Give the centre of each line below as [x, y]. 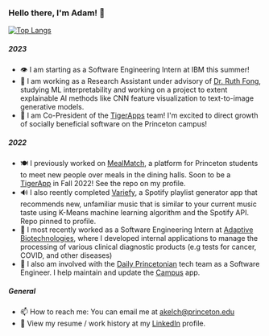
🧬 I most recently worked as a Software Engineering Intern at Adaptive [137, 230]
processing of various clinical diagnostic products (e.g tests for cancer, [138, 247]
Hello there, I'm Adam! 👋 [57, 13]
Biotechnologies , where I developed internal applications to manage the [139, 239]
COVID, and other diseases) [66, 255]
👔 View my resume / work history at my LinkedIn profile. [113, 324]
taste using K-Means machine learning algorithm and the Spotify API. [134, 213]
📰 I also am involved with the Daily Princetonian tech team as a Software [140, 264]
